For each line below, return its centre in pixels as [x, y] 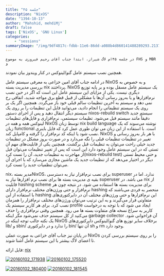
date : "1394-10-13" [25, 18]
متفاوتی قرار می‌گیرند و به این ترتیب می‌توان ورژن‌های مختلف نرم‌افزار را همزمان [79, 200]
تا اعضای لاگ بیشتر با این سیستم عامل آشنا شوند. [50, 240]
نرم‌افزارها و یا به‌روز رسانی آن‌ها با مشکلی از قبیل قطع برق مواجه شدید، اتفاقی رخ [80, 97]
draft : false [19, 28]
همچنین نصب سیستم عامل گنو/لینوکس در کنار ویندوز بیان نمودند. [64, 72]
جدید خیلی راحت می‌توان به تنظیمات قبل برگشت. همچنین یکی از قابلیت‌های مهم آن [80, 144]
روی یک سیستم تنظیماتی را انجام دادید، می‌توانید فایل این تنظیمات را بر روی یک [77, 108]
